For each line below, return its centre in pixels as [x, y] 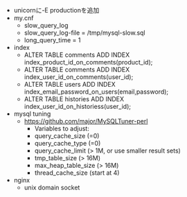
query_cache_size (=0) [67, 136]
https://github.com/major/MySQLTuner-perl [86, 121]
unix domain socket [52, 187]
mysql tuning [32, 114]
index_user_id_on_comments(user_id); [79, 77]
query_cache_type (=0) [68, 143]
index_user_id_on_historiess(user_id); [78, 106]
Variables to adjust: [62, 128]
